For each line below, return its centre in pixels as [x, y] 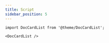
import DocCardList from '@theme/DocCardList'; [55, 27]
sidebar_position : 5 [26, 14]
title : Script [20, 10]
